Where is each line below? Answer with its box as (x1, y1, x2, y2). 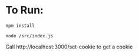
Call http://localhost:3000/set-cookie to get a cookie (5, 43, 133, 50)
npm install (5, 23, 35, 29)
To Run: (5, 3, 44, 17)
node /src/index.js (5, 33, 54, 38)
